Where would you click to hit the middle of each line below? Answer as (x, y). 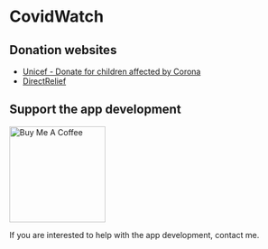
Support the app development (96, 110)
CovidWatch (56, 17)
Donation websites (63, 50)
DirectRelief (44, 81)
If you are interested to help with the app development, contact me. (134, 235)
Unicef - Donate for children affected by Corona (111, 71)
